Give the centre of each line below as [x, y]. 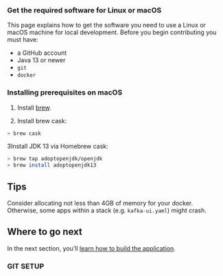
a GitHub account [42, 53]
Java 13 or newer [41, 60]
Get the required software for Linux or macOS [84, 10]
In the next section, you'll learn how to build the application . [92, 248]
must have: [23, 40]
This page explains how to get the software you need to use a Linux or [106, 25]
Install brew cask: [42, 121]
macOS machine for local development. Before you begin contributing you [112, 32]
